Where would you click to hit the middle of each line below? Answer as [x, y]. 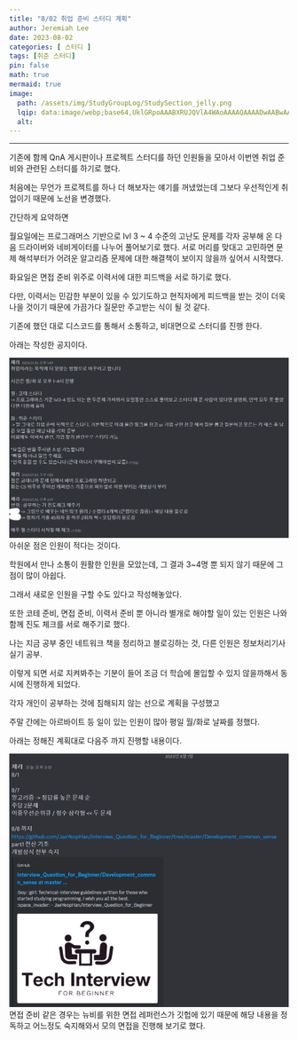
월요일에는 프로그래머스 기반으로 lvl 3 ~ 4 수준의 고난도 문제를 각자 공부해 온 [141, 236]
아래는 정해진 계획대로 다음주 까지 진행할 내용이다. [96, 740]
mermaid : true [35, 84]
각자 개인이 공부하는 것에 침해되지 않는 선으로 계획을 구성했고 [114, 703]
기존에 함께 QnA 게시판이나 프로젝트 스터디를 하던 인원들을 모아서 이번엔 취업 [143, 157]
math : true [29, 75]
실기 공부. [26, 654]
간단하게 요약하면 [39, 217]
